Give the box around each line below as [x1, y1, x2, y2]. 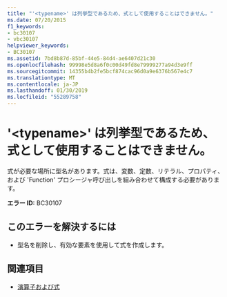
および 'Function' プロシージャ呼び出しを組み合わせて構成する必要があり [7, 175, 214, 184]
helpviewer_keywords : [7, 42, 70, 49]
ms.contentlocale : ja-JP [7, 81, 79, 88]
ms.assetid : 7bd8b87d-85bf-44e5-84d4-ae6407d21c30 [7, 55, 156, 62]
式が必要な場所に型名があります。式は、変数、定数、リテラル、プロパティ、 [7, 166, 224, 175]
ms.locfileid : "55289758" [7, 94, 81, 101]
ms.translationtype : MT [7, 74, 76, 82]
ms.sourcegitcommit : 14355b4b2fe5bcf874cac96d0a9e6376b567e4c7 [7, 68, 193, 75]
